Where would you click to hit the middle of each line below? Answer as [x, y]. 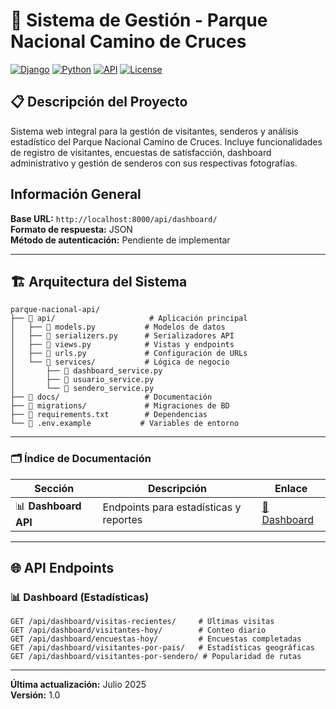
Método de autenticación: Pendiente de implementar [120, 240]
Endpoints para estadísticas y [172, 507]
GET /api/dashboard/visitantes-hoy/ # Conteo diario [138, 630]
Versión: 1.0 [35, 695]
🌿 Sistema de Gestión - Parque [139, 20]
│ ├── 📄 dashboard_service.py [86, 371]
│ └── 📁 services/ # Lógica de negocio [120, 362]
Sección [54, 488]
